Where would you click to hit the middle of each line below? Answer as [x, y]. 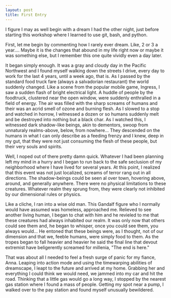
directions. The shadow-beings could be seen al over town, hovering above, [85, 178]
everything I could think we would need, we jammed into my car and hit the [84, 274]
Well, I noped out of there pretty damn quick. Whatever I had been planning [84, 156]
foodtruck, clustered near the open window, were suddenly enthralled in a [83, 98]
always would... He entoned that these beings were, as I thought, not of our [84, 231]
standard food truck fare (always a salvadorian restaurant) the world [77, 82]
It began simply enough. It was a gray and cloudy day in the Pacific [76, 65]
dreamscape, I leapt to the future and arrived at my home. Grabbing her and [85, 268]
